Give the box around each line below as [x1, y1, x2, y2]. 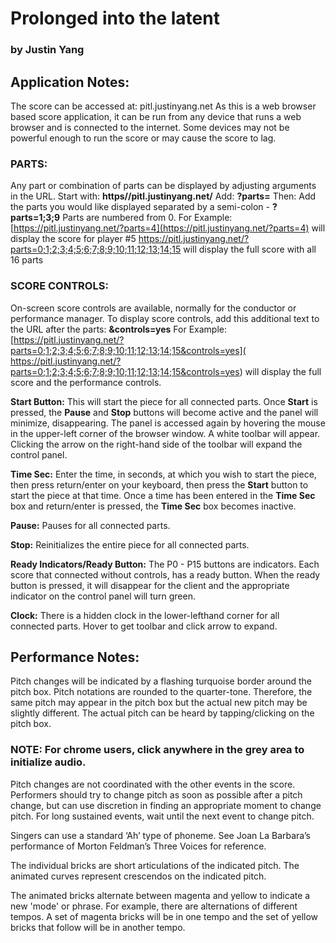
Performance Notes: [10, 648, 140, 666]
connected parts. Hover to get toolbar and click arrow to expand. [10, 620, 278, 632]
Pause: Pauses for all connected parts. [10, 519, 171, 531]
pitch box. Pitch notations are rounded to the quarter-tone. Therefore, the [10, 686, 313, 698]
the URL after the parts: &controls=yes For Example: [10, 323, 228, 335]
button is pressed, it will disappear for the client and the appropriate [10, 579, 290, 591]
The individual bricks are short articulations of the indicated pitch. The [10, 859, 300, 871]
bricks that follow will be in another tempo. [10, 921, 186, 933]
